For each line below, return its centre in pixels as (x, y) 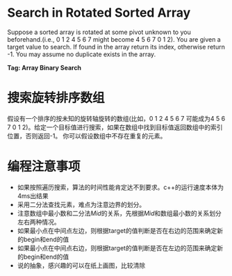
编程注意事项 (44, 167)
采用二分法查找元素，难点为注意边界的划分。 (81, 204)
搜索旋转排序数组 (56, 98)
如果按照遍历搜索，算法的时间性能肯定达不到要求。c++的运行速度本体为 (121, 187)
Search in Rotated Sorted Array (99, 13)
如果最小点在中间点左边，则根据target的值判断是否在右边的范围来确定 (117, 230)
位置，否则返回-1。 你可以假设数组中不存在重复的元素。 (87, 136)
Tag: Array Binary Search (44, 67)
